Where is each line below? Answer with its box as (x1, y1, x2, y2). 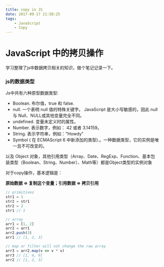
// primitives (5, 190, 35, 195)
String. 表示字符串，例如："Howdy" (12, 131, 84, 137)
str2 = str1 (5, 199, 30, 204)
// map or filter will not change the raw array (5, 244, 106, 249)
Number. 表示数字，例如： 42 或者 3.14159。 (12, 125, 102, 131)
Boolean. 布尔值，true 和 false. (12, 100, 74, 106)
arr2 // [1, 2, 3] (5, 257, 43, 262)
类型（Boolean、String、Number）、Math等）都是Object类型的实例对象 (9, 159, 152, 166)
